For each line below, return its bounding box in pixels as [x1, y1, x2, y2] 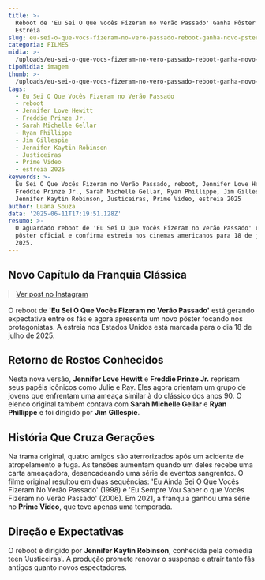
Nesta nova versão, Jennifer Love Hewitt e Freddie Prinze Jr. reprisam [8, 374, 241, 384]
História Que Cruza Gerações [8, 431, 155, 444]
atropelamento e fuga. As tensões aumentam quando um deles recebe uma [8, 460, 254, 470]
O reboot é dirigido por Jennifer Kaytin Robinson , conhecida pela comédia [8, 546, 253, 555]
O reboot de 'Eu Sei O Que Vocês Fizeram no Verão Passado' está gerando [8, 305, 255, 315]
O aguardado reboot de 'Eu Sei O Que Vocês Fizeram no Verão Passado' [15, 224, 252, 233]
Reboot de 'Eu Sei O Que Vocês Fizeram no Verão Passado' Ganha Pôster [15, 19, 256, 27]
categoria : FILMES [8, 41, 69, 49]
